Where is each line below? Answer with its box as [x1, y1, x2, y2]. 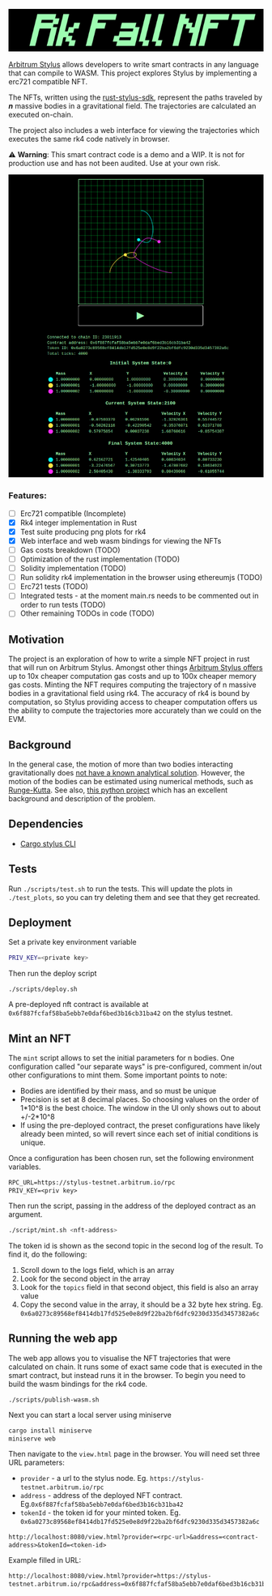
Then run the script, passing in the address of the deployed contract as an [8, 1201, 257, 1211]
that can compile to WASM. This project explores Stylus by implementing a [8, 68, 257, 78]
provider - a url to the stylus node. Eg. [19, 1473, 148, 1483]
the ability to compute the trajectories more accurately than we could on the [8, 706, 261, 715]
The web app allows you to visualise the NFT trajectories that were [8, 1353, 231, 1363]
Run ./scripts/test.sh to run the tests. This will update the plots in [8, 884, 233, 894]
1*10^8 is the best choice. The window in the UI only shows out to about [19, 1103, 261, 1113]
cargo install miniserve [8, 1427, 92, 1435]
